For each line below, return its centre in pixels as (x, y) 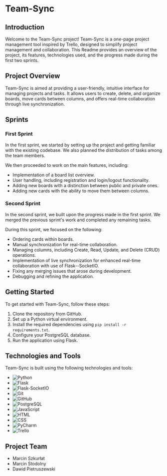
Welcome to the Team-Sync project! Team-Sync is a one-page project (77, 39)
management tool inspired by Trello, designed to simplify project (71, 44)
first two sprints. (22, 60)
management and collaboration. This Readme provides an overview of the (81, 50)
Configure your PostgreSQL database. (52, 335)
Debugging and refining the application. (53, 276)
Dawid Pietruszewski (34, 469)
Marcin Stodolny (29, 464)
